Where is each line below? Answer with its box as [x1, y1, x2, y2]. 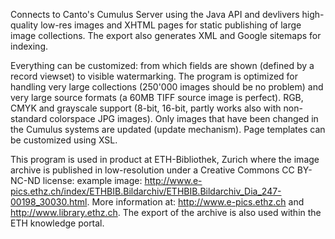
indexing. [10, 40, 49, 52]
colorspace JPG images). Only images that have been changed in [49, 113, 319, 124]
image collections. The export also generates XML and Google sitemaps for [10, 30, 322, 41]
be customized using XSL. [10, 134, 118, 146]
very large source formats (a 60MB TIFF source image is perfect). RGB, [10, 92, 304, 103]
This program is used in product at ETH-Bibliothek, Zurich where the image [10, 154, 320, 165]
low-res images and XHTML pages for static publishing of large [40, 19, 302, 31]
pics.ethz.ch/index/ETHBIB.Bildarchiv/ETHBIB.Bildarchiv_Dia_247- [10, 185, 282, 197]
